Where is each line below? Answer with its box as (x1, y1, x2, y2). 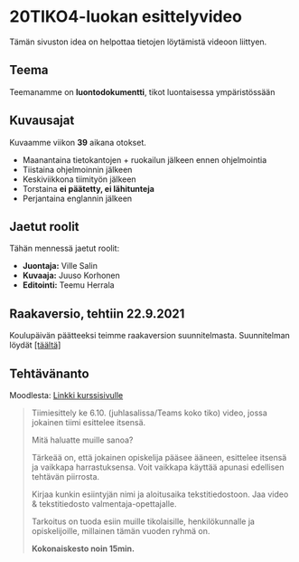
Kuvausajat (9, 113, 75, 129)
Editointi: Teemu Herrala (22, 280, 115, 291)
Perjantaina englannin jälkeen (22, 193, 133, 204)
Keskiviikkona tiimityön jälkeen (22, 174, 137, 185)
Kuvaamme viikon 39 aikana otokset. (9, 137, 147, 148)
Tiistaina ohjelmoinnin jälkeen (22, 164, 133, 175)
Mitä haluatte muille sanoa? (31, 434, 134, 445)
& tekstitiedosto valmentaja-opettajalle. (31, 499, 178, 509)
